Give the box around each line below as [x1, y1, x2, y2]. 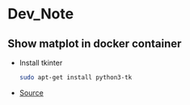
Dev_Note [7, 5, 74, 23]
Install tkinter [19, 58, 63, 67]
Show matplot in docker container [7, 37, 182, 50]
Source [19, 87, 44, 97]
